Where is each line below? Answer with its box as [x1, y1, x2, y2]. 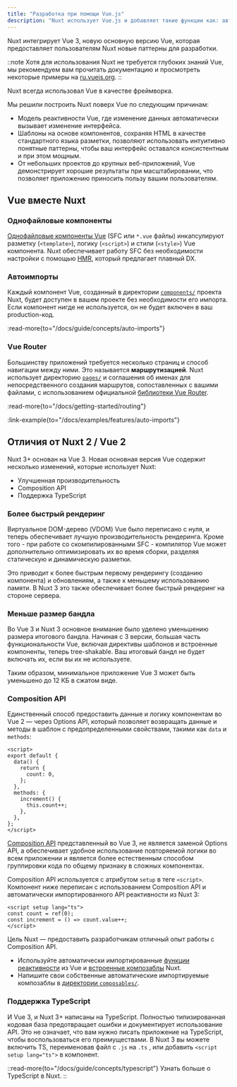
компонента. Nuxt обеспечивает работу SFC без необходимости [7, 247, 203, 255]
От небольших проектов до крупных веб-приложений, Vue [17, 159, 195, 167]
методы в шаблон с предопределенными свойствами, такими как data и [7, 725, 227, 733]
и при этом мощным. [17, 151, 81, 160]
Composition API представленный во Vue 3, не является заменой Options [7, 839, 228, 848]
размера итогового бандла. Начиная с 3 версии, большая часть [7, 633, 201, 641]
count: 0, [25, 771, 55, 778]
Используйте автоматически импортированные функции [17, 956, 190, 965]
